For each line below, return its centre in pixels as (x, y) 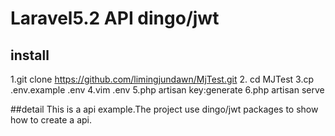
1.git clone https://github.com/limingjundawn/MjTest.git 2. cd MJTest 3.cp (162, 79)
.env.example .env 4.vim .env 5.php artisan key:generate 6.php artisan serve (167, 90)
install (30, 55)
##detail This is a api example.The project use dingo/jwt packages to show (164, 109)
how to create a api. (51, 120)
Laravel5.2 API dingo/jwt (115, 18)
